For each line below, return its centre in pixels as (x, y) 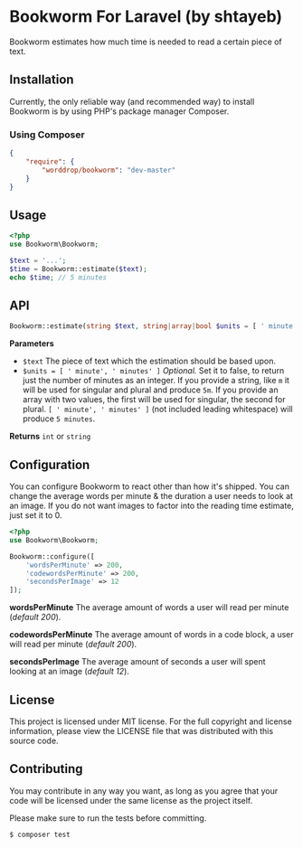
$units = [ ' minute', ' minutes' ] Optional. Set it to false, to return (153, 371)
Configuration (50, 464)
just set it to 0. (36, 515)
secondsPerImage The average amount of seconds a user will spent (137, 662)
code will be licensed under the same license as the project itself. (131, 800)
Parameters (32, 344)
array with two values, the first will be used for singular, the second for (154, 400)
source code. (34, 741)
